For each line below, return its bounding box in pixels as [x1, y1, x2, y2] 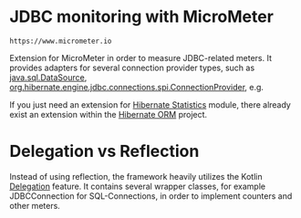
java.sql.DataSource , [9, 71, 88, 83]
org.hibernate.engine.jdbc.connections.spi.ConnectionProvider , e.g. [9, 81, 265, 92]
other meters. [9, 200, 61, 211]
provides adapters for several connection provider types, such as [9, 62, 255, 73]
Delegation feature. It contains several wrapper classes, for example [9, 181, 266, 192]
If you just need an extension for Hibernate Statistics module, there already [9, 99, 292, 110]
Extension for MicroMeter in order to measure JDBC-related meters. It [9, 52, 272, 63]
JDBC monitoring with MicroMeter [9, 6, 274, 27]
